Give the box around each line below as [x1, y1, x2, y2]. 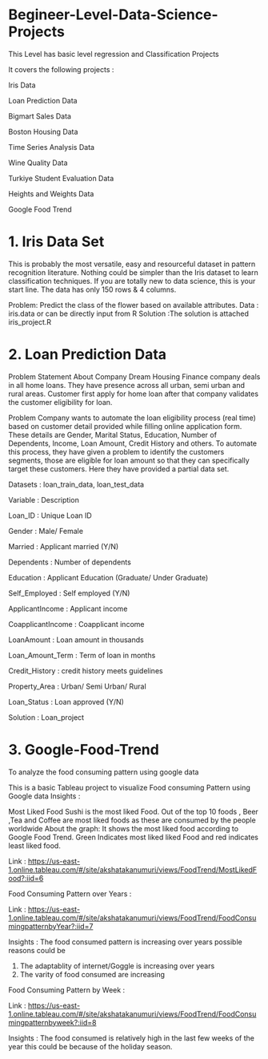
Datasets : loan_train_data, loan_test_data [8, 479, 145, 489]
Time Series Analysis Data [8, 142, 94, 152]
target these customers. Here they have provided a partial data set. [8, 463, 230, 474]
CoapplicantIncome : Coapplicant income [8, 619, 145, 629]
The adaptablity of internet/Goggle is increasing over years [19, 960, 215, 971]
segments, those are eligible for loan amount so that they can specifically [8, 455, 250, 465]
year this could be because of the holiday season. [8, 1041, 173, 1051]
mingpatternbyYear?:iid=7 [8, 921, 94, 931]
